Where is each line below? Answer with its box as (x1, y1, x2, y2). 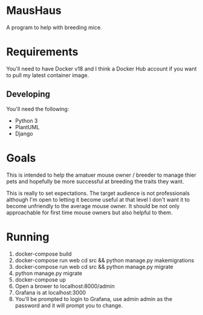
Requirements (6, 45, 79, 59)
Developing (6, 89, 50, 100)
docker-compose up (14, 276, 66, 283)
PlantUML (14, 123, 40, 130)
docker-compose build (14, 250, 72, 257)
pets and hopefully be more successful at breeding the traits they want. (6, 177, 184, 185)
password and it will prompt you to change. (14, 302, 123, 309)
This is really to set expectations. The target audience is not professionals (6, 189, 190, 197)
